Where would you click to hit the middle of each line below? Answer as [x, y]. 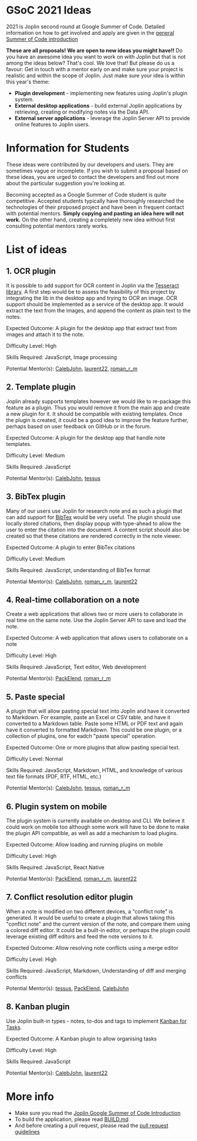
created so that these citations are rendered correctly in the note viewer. [94, 535]
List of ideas [37, 250]
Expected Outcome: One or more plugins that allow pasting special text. [93, 747]
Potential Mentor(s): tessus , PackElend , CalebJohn [68, 988]
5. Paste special [36, 697]
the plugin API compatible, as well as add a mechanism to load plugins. [92, 833]
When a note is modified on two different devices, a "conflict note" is [90, 911]
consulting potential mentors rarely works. [57, 226]
